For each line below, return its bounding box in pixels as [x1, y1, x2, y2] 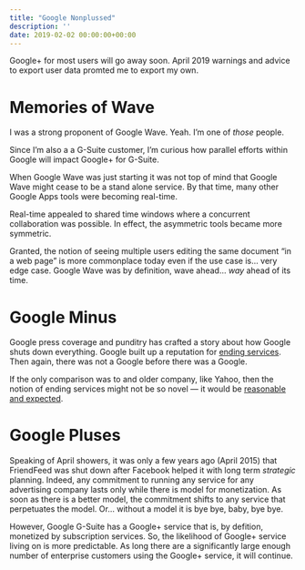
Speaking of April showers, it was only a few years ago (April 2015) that [9, 455, 278, 466]
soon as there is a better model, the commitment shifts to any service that [9, 494, 286, 505]
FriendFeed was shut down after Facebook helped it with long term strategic [9, 465, 296, 476]
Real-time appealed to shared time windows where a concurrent [9, 209, 250, 219]
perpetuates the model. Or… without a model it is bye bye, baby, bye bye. [9, 504, 284, 514]
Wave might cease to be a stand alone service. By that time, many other [9, 181, 280, 192]
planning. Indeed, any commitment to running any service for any [9, 474, 255, 485]
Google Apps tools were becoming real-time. [9, 191, 178, 202]
